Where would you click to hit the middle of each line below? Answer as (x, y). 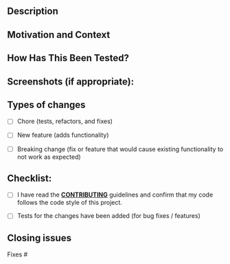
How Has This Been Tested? (68, 58)
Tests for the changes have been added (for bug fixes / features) (108, 216)
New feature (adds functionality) (63, 135)
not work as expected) (49, 157)
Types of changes (46, 105)
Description (33, 11)
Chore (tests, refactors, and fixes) (65, 121)
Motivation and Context (59, 35)
